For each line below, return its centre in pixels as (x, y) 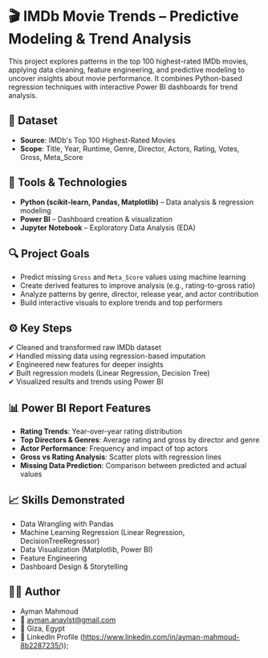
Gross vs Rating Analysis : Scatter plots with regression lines (121, 457)
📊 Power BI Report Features (79, 408)
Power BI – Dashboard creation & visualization (96, 219)
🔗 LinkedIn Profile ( (51, 636)
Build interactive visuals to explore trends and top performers (121, 302)
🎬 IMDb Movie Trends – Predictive (124, 16)
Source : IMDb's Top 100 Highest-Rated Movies (98, 140)
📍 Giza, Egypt (43, 628)
